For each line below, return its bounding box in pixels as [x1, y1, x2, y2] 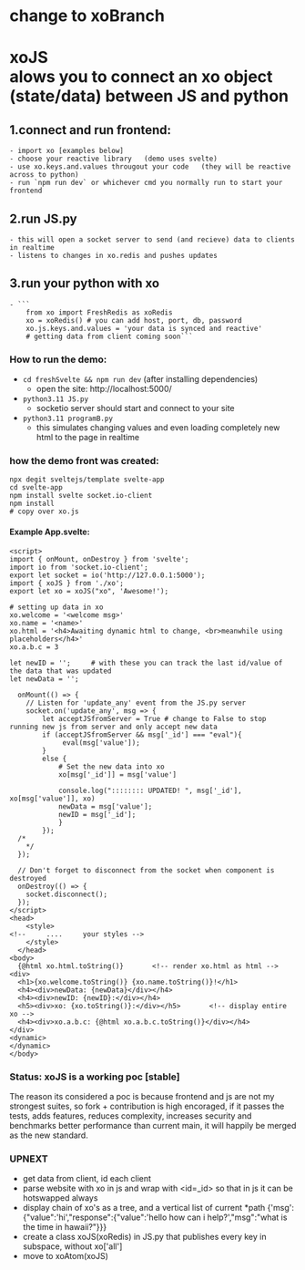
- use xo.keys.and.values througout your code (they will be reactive [9, 162, 291, 171]
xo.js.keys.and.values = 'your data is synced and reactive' [25, 324, 262, 333]
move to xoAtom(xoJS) [22, 1251, 109, 1262]
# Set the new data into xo [57, 762, 166, 771]
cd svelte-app [9, 483, 64, 492]
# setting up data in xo [9, 603, 104, 612]
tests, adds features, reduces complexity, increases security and [9, 1110, 252, 1121]
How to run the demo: [9, 353, 107, 366]
